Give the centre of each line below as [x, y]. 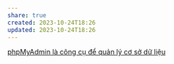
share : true [27, 15]
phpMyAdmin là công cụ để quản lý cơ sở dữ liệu [87, 52]
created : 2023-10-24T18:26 [52, 23]
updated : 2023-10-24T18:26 [52, 30]
